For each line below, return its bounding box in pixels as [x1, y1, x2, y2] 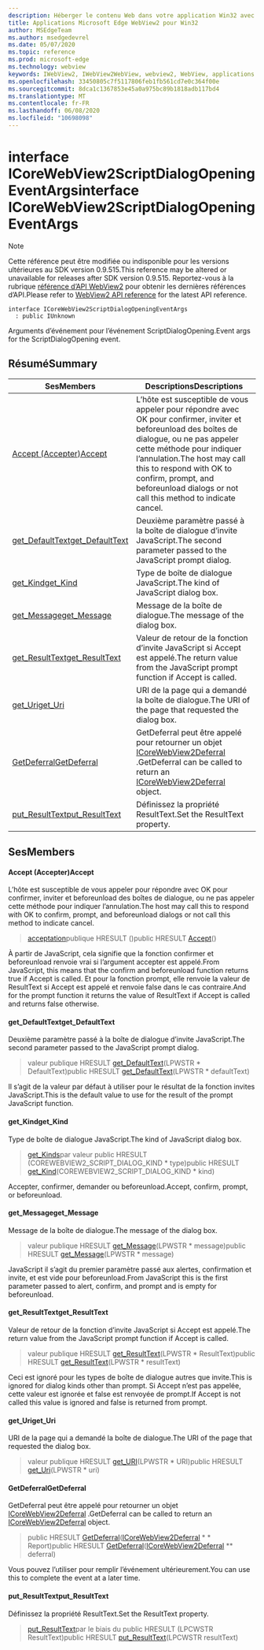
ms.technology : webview [8, 63, 86, 71]
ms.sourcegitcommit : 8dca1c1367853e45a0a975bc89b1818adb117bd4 [8, 84, 220, 93]
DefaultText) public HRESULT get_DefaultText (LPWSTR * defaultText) [27, 1067, 250, 1076]
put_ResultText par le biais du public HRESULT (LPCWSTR [27, 1624, 214, 1633]
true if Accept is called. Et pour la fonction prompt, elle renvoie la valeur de [8, 974, 251, 984]
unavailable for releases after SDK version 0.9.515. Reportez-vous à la [8, 273, 234, 282]
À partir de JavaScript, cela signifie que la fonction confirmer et [8, 949, 214, 959]
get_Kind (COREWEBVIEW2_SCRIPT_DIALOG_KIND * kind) [27, 1166, 215, 1175]
